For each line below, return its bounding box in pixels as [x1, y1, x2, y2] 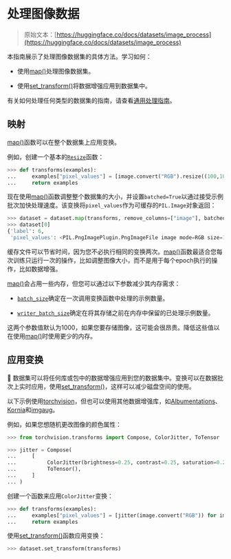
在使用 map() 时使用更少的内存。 [7, 332, 96, 340]
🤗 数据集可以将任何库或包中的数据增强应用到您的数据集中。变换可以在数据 [7, 374, 218, 382]
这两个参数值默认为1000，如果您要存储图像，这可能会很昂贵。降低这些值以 [7, 323, 220, 332]
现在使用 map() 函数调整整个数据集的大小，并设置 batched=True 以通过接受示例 [7, 192, 223, 201]
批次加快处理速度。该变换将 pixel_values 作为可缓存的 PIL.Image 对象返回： [7, 201, 217, 210]
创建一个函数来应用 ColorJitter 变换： [7, 491, 113, 500]
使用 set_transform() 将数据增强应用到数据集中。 [16, 81, 151, 90]
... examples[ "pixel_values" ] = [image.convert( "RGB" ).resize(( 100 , [7, 173, 220, 180]
